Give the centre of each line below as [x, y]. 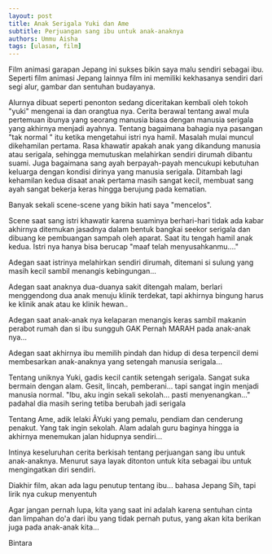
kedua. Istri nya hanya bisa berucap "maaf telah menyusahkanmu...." [123, 247]
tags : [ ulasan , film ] [45, 46]
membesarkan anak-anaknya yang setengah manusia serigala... [115, 362]
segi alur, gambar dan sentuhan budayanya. [82, 87]
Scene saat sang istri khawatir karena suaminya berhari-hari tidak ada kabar [136, 221]
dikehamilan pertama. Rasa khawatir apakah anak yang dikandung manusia [134, 146]
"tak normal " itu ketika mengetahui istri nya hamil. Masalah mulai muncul [131, 137]
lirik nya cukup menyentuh [53, 495]
